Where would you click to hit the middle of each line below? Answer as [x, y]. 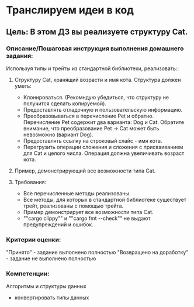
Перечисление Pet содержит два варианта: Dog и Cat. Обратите [104, 122]
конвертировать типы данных [52, 298]
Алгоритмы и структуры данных [46, 287]
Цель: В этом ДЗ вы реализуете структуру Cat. [97, 32]
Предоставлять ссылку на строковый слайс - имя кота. [93, 140]
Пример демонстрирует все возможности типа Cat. [88, 212]
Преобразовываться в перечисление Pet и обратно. [89, 116]
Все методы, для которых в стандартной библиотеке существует [105, 199]
